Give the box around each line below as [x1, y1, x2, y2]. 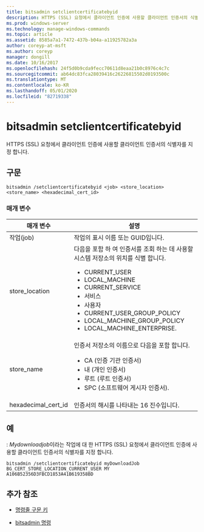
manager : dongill [6, 54, 50, 60]
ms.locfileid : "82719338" [6, 93, 72, 99]
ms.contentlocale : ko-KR [6, 82, 69, 89]
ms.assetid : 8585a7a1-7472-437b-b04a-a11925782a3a [6, 37, 137, 43]
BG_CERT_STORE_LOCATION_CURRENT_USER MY [6, 465, 110, 472]
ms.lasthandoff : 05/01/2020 [6, 88, 78, 94]
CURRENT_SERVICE [84, 283, 141, 291]
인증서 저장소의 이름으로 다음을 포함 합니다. [73, 341, 190, 349]
